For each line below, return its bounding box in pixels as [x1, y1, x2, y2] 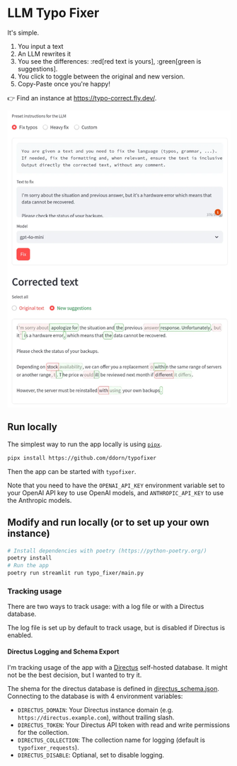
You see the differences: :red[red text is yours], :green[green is [17, 57, 202, 65]
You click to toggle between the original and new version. [17, 72, 185, 81]
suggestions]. [17, 64, 58, 73]
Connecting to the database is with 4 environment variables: [7, 692, 183, 700]
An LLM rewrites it [17, 50, 71, 58]
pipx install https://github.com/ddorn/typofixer [7, 454, 157, 461]
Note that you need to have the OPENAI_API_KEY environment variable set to [7, 481, 225, 489]
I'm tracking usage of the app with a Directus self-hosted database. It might [7, 663, 228, 671]
